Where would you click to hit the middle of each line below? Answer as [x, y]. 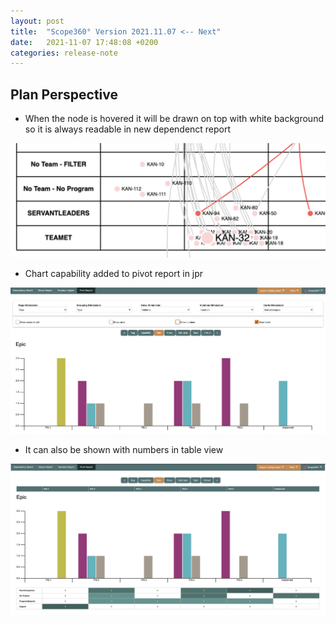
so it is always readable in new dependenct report [128, 129]
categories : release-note [64, 53]
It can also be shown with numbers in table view [124, 450]
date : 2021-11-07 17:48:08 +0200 [84, 42]
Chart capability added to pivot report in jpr [114, 274]
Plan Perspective [64, 94]
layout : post [37, 21]
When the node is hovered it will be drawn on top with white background [174, 119]
